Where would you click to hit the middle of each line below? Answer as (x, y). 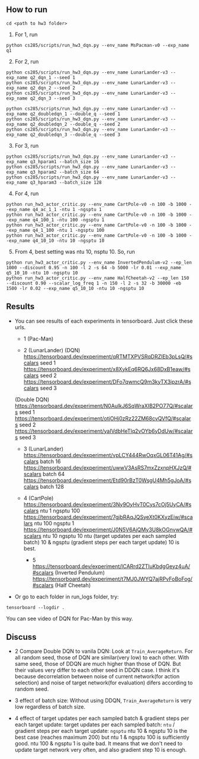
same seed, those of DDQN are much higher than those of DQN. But (98, 664)
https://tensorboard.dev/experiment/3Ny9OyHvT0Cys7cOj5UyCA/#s (107, 504)
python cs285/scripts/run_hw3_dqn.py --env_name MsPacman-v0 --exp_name (98, 45)
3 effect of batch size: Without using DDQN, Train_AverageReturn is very (103, 701)
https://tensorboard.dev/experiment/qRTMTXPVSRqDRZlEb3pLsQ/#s (108, 356)
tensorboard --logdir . (36, 607)
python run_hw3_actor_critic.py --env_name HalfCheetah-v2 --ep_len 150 (98, 278)
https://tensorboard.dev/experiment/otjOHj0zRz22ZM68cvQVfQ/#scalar (103, 418)
